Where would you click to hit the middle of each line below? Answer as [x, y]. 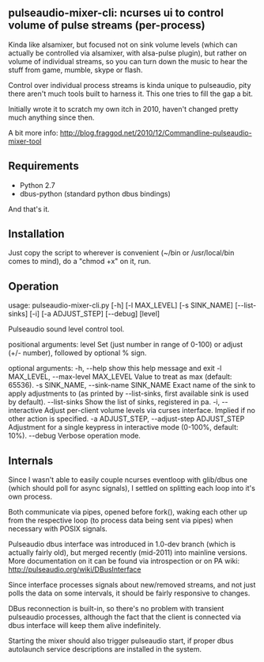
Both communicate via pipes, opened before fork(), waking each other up [128, 512]
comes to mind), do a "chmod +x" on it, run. [80, 262]
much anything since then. [51, 117]
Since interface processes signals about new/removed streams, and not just [132, 585]
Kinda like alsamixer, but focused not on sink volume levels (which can [123, 44]
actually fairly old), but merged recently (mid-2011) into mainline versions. [128, 553]
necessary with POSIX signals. [58, 529]
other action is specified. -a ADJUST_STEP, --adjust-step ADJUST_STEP [126, 419]
